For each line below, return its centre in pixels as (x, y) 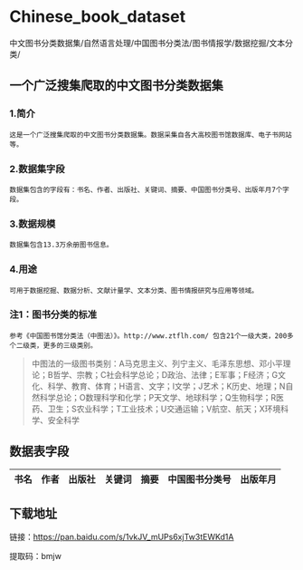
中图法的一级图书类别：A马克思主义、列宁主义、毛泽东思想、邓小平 (157, 363)
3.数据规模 (33, 224)
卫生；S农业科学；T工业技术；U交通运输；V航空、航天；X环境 (164, 409)
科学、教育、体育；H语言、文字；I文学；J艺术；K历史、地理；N (166, 386)
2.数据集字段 (37, 169)
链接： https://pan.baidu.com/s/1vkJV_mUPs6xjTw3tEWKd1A (122, 537)
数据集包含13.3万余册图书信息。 (62, 245)
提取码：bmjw (35, 556)
